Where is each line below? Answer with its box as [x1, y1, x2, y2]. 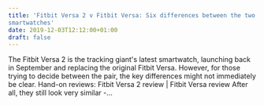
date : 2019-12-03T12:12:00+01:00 [8, 26, 118, 34]
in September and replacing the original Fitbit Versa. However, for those [8, 63, 240, 73]
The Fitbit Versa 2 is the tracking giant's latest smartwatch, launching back [8, 55, 251, 64]
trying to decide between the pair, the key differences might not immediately [8, 71, 256, 81]
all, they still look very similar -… [8, 88, 113, 98]
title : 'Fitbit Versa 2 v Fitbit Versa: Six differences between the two [8, 11, 256, 20]
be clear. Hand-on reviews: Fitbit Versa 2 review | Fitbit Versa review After [8, 80, 248, 89]
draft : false [8, 33, 51, 42]
